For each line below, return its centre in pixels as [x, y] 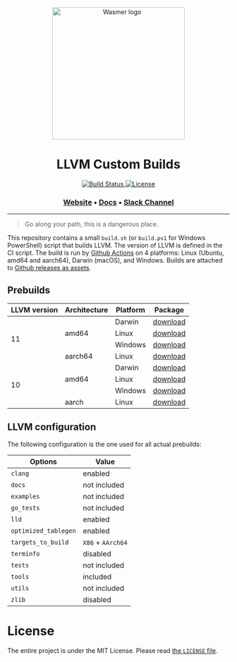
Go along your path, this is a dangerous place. [91, 224]
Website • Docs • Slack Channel [119, 202]
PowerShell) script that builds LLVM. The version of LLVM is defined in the [115, 246]
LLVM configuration [52, 427]
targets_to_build [40, 542]
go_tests [25, 508]
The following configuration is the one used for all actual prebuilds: [104, 444]
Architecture [86, 310]
